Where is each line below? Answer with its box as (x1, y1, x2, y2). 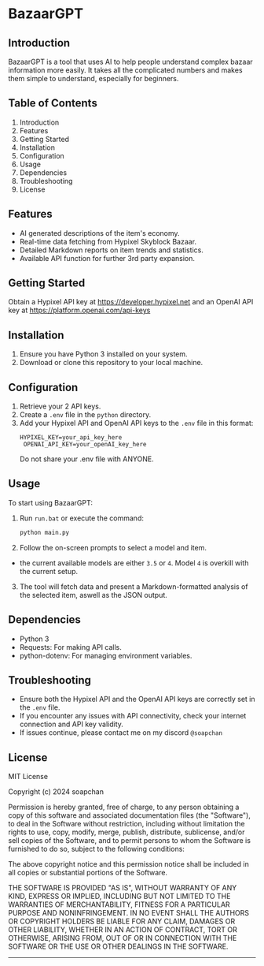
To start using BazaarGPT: (8, 498, 93, 507)
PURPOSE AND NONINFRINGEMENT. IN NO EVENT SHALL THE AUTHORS (8, 908, 250, 918)
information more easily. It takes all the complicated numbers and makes (8, 65, 243, 75)
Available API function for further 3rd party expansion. (19, 253, 195, 263)
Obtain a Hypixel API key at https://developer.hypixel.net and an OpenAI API (8, 297, 254, 307)
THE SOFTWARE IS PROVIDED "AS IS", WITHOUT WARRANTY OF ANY (8, 883, 237, 893)
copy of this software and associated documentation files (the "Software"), (8, 811, 251, 820)
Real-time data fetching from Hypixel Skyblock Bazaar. (19, 237, 197, 246)
